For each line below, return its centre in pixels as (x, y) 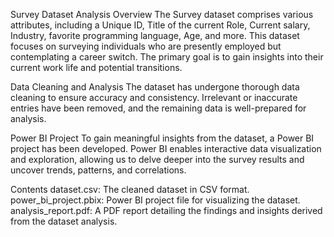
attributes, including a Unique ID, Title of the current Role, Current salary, (160, 25)
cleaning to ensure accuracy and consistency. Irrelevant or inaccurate (154, 97)
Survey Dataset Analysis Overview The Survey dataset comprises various (162, 14)
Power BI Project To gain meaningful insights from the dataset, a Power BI (162, 138)
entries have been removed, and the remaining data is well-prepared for (158, 108)
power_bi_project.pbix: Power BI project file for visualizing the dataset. (155, 200)
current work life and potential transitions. (96, 67)
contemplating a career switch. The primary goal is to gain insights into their (167, 57)
